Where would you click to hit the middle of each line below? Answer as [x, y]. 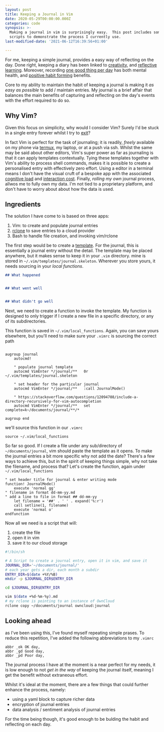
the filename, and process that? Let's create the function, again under [75, 466]
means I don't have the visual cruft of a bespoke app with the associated [78, 173]
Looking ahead [28, 621]
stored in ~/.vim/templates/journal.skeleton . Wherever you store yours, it [80, 261]
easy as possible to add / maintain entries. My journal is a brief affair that [79, 90]
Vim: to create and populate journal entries [55, 226]
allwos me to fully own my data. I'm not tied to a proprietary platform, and [79, 183]
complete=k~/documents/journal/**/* [42, 410]
